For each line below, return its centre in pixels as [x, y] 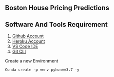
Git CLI [19, 52]
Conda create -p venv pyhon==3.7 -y [42, 70]
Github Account [28, 36]
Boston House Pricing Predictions [57, 8]
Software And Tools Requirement [57, 24]
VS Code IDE [25, 46]
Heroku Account [28, 41]
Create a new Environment [32, 61]
